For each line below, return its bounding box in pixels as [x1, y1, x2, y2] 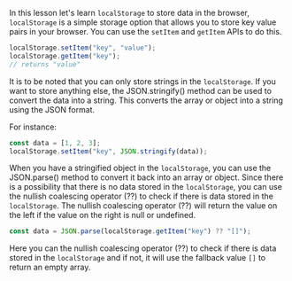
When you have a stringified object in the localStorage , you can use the [9, 163, 272, 174]
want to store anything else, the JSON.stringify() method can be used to [9, 85, 273, 96]
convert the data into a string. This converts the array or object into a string [9, 95, 283, 105]
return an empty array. [9, 261, 91, 273]
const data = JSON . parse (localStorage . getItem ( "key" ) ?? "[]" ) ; [9, 227, 251, 236]
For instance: [9, 121, 58, 132]
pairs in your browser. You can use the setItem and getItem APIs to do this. [9, 27, 282, 36]
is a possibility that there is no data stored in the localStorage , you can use [9, 182, 283, 192]
